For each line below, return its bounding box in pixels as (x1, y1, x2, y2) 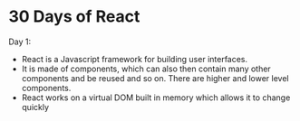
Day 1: (8, 36, 32, 47)
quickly (21, 101, 50, 112)
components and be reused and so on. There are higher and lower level (21, 72, 289, 83)
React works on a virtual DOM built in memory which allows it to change (21, 92, 291, 103)
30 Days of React (8, 6, 140, 27)
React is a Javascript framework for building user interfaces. (21, 53, 248, 64)
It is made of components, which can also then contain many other (21, 63, 271, 74)
